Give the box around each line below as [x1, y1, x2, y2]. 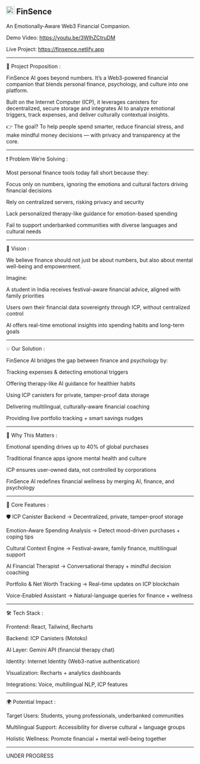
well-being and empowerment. [6, 262, 82, 270]
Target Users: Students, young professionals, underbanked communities [6, 712, 184, 719]
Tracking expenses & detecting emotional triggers [6, 368, 129, 375]
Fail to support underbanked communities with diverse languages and [6, 221, 177, 228]
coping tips [6, 533, 34, 540]
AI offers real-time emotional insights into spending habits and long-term [6, 321, 185, 328]
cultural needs [6, 227, 42, 235]
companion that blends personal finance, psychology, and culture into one [6, 80, 189, 87]
